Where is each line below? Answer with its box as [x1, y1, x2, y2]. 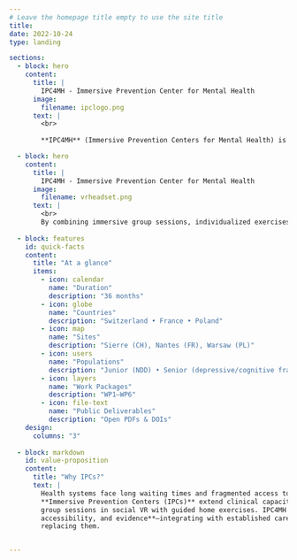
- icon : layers [41, 373, 97, 383]
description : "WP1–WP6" [48, 390, 137, 399]
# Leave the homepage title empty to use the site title [9, 12, 224, 22]
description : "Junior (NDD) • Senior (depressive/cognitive [48, 365, 275, 374]
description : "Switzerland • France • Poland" [48, 316, 224, 326]
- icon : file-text [41, 399, 109, 408]
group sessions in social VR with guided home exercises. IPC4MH [41, 505, 287, 514]
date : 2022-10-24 [9, 29, 73, 38]
